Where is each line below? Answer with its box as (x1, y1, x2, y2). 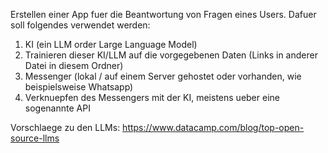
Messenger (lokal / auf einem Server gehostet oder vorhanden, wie (24, 70, 302, 82)
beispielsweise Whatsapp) (24, 81, 134, 93)
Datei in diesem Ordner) (24, 60, 124, 71)
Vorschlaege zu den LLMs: (10, 122, 121, 133)
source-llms (10, 132, 60, 144)
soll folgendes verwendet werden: (10, 19, 151, 31)
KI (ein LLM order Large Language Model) (24, 39, 198, 50)
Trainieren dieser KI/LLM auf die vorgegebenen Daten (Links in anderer (24, 49, 318, 61)
